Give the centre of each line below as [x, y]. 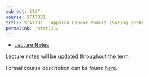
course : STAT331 [26, 17]
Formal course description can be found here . [62, 68]
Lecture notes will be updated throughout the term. [68, 56]
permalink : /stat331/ [32, 28]
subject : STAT [23, 12]
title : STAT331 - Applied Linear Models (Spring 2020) [75, 23]
